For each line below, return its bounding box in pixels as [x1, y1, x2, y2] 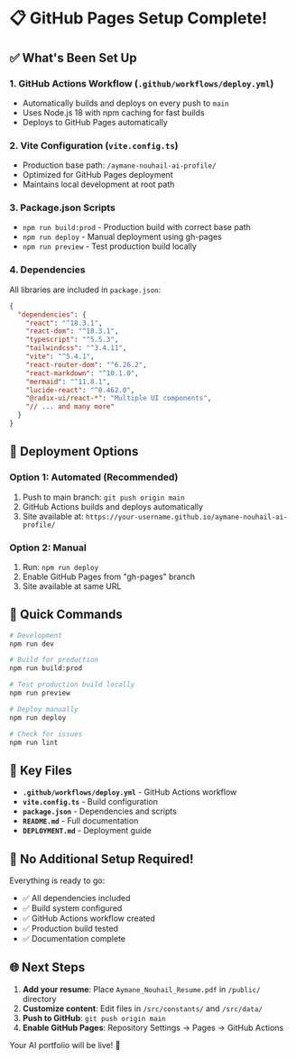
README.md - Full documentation [22, 815, 139, 826]
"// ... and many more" [25, 402, 116, 411]
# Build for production [9, 656, 99, 665]
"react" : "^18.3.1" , [25, 318, 103, 327]
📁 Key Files [9, 762, 72, 778]
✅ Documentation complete [22, 934, 126, 944]
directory [22, 993, 57, 1004]
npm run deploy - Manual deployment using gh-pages [22, 232, 223, 243]
